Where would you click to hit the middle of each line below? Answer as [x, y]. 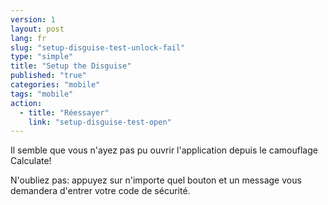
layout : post [37, 29]
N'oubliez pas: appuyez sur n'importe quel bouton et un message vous [156, 180]
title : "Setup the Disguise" [71, 66]
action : [26, 103]
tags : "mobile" [42, 94]
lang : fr [28, 38]
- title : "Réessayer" [64, 112]
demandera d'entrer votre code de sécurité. [100, 191]
